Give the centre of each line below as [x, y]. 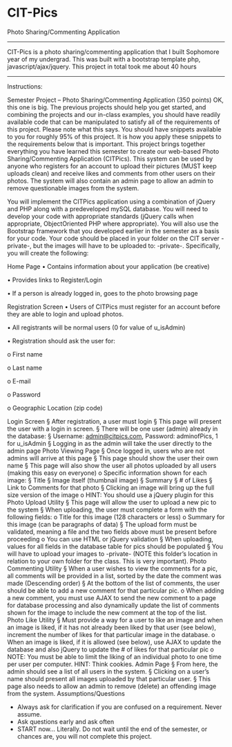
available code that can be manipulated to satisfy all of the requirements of [114, 122]
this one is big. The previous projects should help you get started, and [107, 107]
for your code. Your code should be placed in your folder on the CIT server [113, 238]
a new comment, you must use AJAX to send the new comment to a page [112, 597]
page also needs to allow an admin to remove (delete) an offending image [112, 686]
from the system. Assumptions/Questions [66, 693]
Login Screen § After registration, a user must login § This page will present [115, 421]
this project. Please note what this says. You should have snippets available [114, 129]
